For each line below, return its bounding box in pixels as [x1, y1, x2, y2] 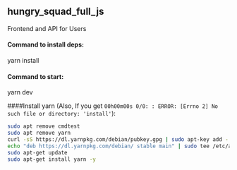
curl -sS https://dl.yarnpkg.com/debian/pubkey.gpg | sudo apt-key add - [7, 135, 229, 143]
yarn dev [7, 88, 33, 97]
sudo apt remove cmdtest [7, 123, 80, 130]
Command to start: [7, 72, 64, 80]
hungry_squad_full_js [7, 6, 104, 18]
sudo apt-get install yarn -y [7, 155, 97, 163]
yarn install [7, 56, 39, 65]
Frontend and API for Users [7, 24, 87, 32]
